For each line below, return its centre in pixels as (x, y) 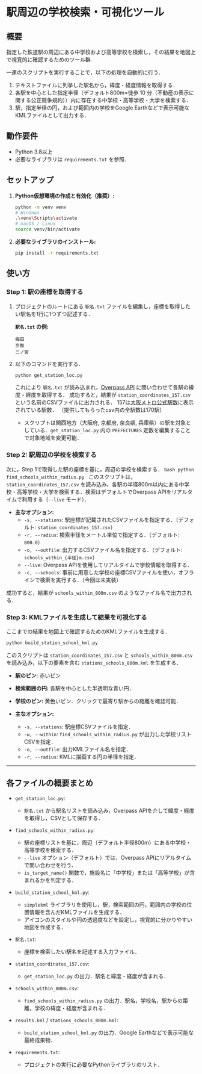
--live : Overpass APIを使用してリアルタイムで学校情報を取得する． (108, 565)
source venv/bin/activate (47, 229)
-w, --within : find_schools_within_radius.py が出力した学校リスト (108, 734)
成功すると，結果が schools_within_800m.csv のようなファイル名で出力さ (96, 592)
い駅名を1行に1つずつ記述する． (54, 314)
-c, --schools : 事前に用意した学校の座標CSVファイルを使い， (101, 572)
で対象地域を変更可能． (53, 438)
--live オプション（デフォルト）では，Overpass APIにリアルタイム (107, 857)
